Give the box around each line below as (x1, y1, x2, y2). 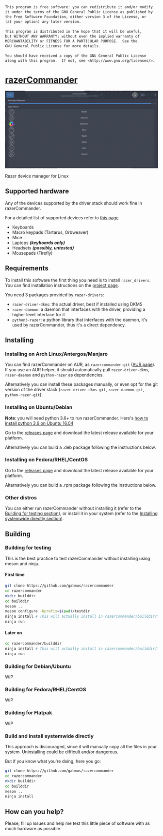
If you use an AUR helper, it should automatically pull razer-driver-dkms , (5, 367, 149, 373)
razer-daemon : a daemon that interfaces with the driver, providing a (12, 306, 146, 312)
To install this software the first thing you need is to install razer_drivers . (5, 277, 151, 283)
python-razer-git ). (5, 392, 43, 398)
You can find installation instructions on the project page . (5, 282, 119, 288)
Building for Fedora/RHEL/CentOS (5, 686, 86, 693)
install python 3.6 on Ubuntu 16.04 (5, 420, 74, 426)
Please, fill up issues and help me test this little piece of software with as (5, 820, 150, 826)
